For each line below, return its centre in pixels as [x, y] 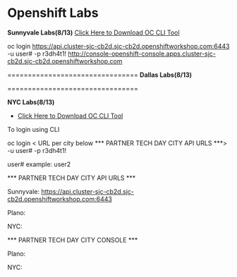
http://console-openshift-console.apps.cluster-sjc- [142, 54]
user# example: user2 [39, 164]
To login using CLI [34, 129]
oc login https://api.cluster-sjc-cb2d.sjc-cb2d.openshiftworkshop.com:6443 [119, 46]
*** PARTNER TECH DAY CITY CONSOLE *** [73, 240]
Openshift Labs [53, 13]
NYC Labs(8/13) [31, 102]
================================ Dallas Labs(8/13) [100, 75]
